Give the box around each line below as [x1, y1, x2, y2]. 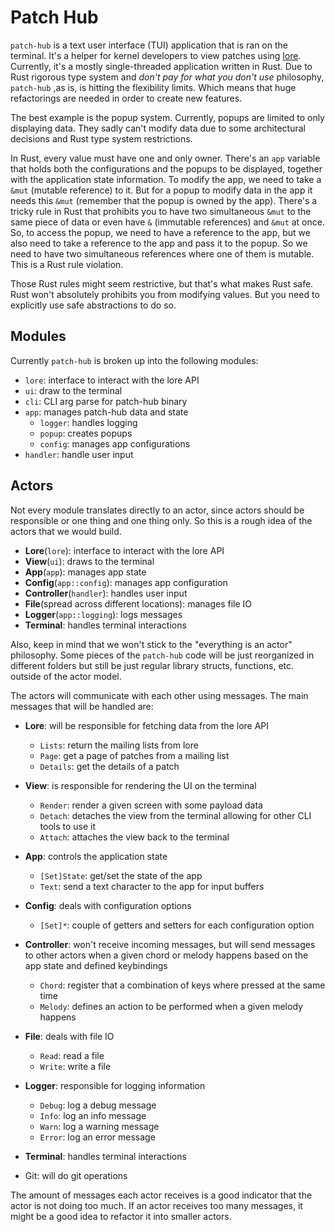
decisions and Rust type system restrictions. [10, 132, 193, 145]
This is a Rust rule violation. [10, 258, 124, 270]
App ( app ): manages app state [24, 566, 147, 578]
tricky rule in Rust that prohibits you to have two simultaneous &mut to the [10, 205, 312, 217]
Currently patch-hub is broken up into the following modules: [10, 354, 259, 366]
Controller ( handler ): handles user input [24, 587, 188, 599]
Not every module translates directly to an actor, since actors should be [10, 504, 305, 516]
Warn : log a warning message [39, 1120, 160, 1132]
